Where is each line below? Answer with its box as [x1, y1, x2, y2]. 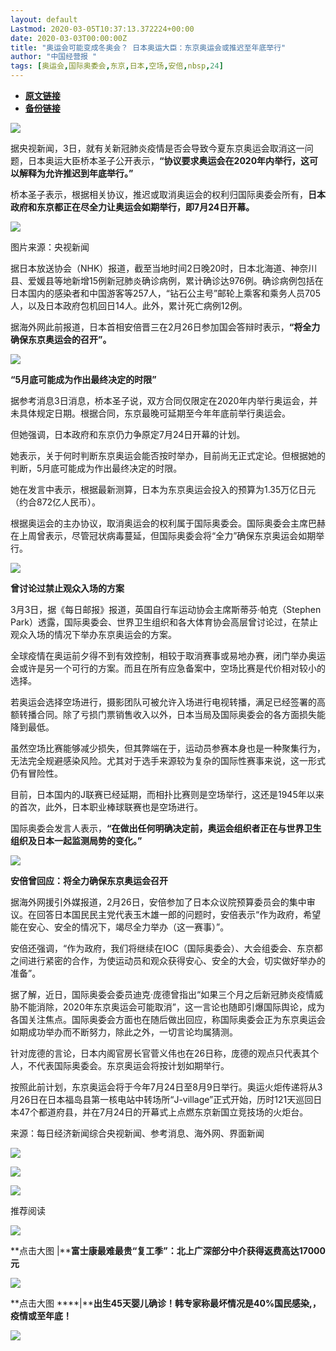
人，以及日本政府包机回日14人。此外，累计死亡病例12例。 [10, 300, 248, 311]
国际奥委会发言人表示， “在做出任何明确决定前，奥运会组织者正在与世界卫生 [10, 822, 322, 834]
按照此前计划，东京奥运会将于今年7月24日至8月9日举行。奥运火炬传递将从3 [10, 1081, 323, 1093]
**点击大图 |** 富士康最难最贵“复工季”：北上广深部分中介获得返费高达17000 [10, 1245, 326, 1256]
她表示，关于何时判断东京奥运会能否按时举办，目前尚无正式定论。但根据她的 [10, 450, 326, 461]
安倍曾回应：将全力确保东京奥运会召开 [10, 875, 168, 886]
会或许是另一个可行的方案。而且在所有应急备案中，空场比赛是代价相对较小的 [10, 662, 326, 674]
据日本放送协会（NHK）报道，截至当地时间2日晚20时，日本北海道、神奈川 [10, 262, 318, 274]
